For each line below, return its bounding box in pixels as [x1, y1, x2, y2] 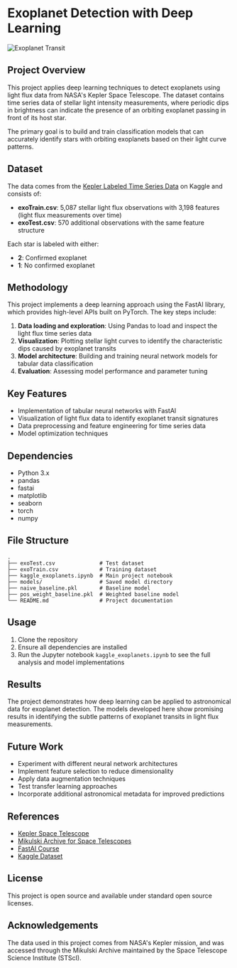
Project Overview [7, 64, 86, 76]
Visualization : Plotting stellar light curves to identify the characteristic [17, 336, 223, 346]
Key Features [7, 388, 67, 400]
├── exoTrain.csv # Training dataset [7, 565, 158, 573]
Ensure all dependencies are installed [17, 642, 128, 651]
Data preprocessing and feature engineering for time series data [17, 422, 206, 430]
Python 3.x [17, 469, 50, 477]
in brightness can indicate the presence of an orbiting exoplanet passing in [7, 105, 226, 115]
